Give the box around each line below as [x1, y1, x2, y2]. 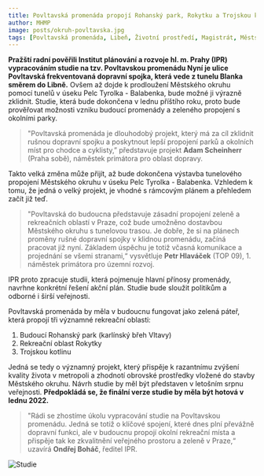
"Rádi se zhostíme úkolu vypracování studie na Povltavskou [27, 411, 221, 421]
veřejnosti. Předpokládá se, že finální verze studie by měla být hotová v [8, 387, 244, 397]
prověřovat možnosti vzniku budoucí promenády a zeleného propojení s [8, 105, 241, 115]
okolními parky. [8, 113, 57, 123]
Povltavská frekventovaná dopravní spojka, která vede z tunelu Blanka [8, 72, 244, 81]
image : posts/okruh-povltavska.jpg [8, 26, 125, 34]
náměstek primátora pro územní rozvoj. [27, 260, 155, 269]
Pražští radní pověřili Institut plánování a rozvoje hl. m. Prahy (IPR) [8, 55, 228, 65]
